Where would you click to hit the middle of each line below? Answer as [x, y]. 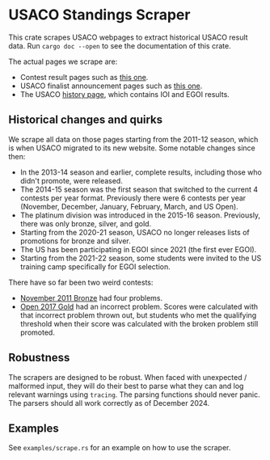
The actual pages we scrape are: [63, 61]
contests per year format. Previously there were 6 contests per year [133, 198]
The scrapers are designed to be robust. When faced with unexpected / [128, 377]
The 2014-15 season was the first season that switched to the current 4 [139, 189]
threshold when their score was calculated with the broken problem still [139, 323]
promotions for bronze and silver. [75, 241]
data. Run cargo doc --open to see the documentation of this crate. [120, 45]
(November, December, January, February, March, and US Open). [129, 206]
